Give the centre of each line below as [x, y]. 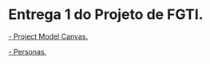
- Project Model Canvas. [48, 36]
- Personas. [28, 51]
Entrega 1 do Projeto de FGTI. [106, 15]
